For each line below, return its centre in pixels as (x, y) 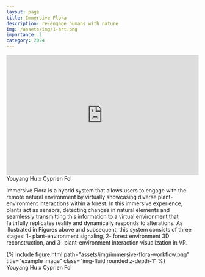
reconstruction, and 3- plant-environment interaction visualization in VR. (97, 242)
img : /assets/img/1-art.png (42, 29)
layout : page (23, 12)
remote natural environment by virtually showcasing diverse (81, 197)
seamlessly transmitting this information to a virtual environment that (92, 216)
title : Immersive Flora (37, 18)
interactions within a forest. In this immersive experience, (111, 203)
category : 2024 (26, 40)
